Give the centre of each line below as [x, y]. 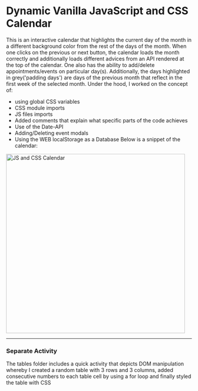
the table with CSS [29, 383]
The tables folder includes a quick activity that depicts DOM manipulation [95, 364]
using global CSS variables [47, 101]
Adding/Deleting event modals [51, 133]
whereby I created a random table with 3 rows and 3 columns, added [90, 370]
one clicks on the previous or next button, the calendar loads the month [93, 52]
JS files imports [34, 114]
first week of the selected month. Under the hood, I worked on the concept [97, 83]
